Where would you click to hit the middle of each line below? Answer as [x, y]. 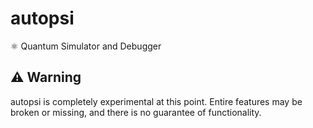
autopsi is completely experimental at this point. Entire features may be [156, 101]
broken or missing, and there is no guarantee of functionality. [136, 112]
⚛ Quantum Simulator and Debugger [86, 46]
